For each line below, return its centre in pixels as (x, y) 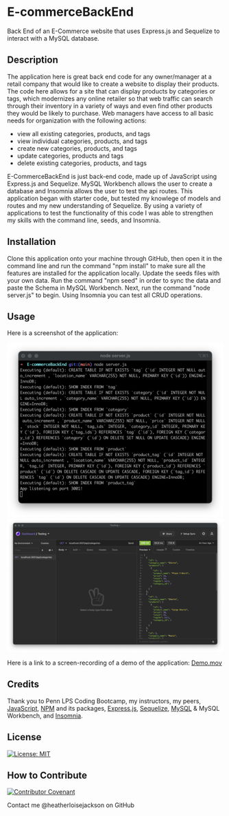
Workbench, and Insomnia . (45, 716)
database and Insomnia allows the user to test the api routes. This (100, 191)
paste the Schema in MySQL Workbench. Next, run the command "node (109, 288)
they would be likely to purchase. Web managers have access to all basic (110, 113)
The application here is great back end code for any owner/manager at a (110, 76)
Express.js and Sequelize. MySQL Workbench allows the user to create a (110, 184)
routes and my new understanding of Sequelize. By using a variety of (105, 205)
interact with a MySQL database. (53, 38)
